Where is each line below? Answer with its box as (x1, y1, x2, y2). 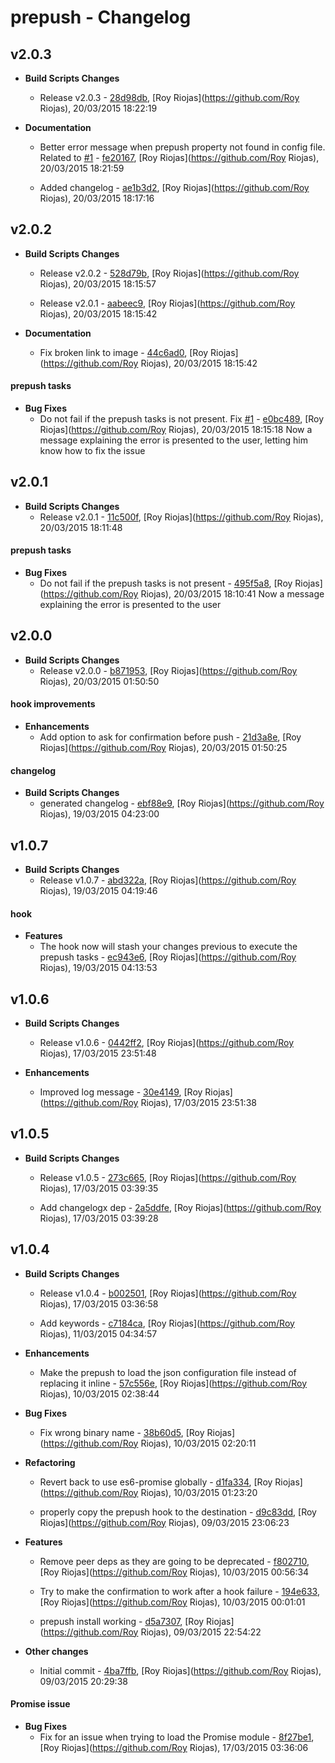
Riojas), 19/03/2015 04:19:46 (39, 885, 158, 897)
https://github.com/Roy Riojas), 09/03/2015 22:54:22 (43, 1626, 262, 1638)
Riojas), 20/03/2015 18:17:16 (39, 192, 155, 204)
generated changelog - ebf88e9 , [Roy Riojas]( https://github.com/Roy (39, 797, 325, 810)
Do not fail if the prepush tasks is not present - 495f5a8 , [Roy (39, 577, 293, 590)
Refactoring (24, 1456, 76, 1468)
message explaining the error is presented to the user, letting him (39, 434, 308, 446)
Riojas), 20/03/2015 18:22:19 (39, 102, 158, 114)
